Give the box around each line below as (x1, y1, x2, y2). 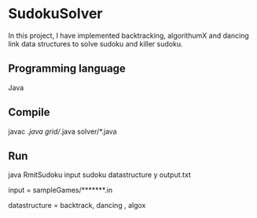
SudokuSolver (8, 5, 104, 23)
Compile (8, 105, 50, 119)
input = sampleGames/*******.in (8, 186, 112, 195)
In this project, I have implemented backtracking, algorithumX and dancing (8, 31, 249, 40)
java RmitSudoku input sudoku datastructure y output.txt (8, 170, 191, 179)
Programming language (8, 62, 126, 76)
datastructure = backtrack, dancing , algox (8, 201, 146, 210)
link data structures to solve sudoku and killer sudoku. (8, 39, 183, 48)
